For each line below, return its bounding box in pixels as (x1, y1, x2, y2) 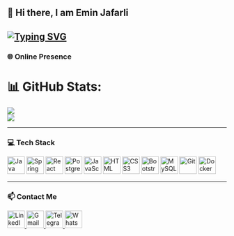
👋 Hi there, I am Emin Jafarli (7, 7, 129, 19)
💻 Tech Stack (7, 138, 56, 147)
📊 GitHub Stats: (7, 78, 102, 94)
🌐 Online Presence (7, 52, 72, 61)
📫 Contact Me (7, 191, 57, 201)
